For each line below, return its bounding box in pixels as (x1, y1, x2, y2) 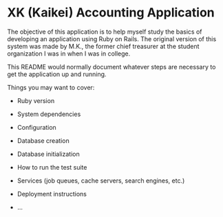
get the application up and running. (7, 70, 107, 78)
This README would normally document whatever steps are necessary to (7, 62, 216, 71)
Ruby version (17, 96, 55, 104)
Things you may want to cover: (7, 83, 95, 91)
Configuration (17, 123, 56, 131)
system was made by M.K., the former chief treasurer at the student (7, 42, 200, 50)
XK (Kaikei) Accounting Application (7, 5, 215, 21)
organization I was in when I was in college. (7, 49, 131, 58)
